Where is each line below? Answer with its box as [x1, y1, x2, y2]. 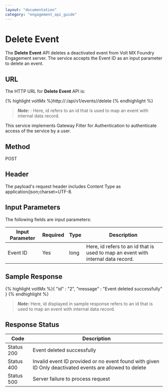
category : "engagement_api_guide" [5, 12, 77, 17]
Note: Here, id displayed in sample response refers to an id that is [17, 301, 153, 307]
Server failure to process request [32, 376, 110, 383]
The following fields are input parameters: [5, 216, 91, 222]
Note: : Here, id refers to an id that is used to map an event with [17, 108, 148, 114]
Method [5, 142, 30, 151]
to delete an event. [5, 60, 44, 66]
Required [42, 231, 64, 238]
